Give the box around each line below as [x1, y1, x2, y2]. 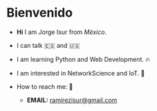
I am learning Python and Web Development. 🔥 [16, 55, 150, 63]
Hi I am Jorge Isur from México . [16, 28, 107, 36]
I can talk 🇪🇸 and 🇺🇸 [16, 41, 80, 49]
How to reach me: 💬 [16, 82, 73, 91]
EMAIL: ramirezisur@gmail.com [26, 96, 118, 104]
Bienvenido [6, 5, 73, 21]
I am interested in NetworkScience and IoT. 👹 [16, 69, 145, 77]
